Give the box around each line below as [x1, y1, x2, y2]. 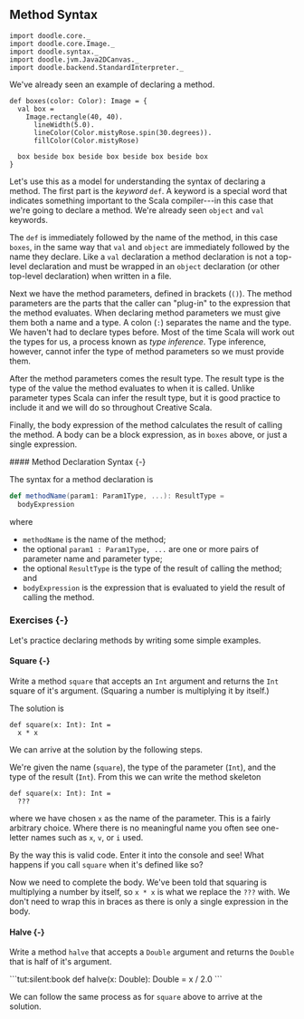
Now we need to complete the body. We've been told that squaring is [9, 877, 267, 888]
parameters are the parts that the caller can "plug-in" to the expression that [9, 297, 291, 308]
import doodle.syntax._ [9, 47, 100, 56]
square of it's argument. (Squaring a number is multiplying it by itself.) [9, 685, 270, 696]
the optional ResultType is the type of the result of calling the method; [22, 562, 282, 574]
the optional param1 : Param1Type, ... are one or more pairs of [22, 543, 260, 554]
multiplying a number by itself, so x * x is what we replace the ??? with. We [9, 887, 291, 898]
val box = [17, 104, 54, 113]
